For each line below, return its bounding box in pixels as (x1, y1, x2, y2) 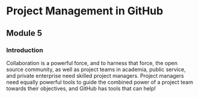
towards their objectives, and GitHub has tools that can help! (6, 85, 156, 92)
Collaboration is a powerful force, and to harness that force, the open (6, 59, 178, 66)
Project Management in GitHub (6, 4, 164, 18)
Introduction (6, 46, 43, 54)
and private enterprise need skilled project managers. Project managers (6, 72, 185, 79)
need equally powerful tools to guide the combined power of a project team (6, 78, 194, 85)
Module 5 (6, 28, 42, 38)
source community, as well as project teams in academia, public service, (6, 66, 186, 73)
